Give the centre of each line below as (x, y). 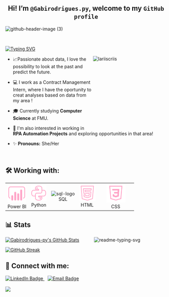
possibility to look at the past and (48, 66)
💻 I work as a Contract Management (51, 82)
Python (39, 205)
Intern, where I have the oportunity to (52, 89)
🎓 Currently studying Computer (47, 110)
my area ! (23, 100)
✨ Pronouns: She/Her (36, 143)
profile (86, 17)
